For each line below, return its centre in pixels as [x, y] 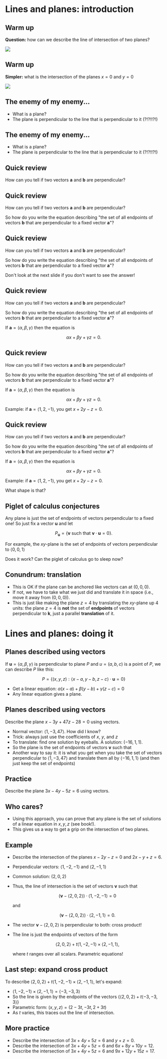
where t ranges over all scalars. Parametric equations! [68, 954]
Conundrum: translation [43, 575]
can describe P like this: [30, 669]
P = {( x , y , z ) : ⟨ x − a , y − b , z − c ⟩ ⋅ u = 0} [84, 679]
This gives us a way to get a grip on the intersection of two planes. [81, 829]
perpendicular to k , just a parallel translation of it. [63, 613]
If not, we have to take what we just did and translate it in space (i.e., [83, 592]
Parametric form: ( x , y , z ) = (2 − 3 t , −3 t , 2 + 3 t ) [59, 1007]
